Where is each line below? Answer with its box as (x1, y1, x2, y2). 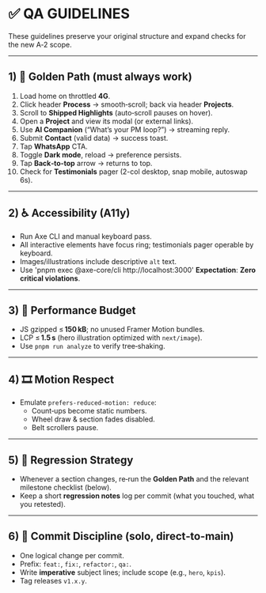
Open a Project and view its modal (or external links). (19, 116, 194, 126)
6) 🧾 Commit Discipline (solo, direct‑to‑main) (8, 530, 234, 543)
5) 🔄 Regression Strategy (8, 453, 134, 466)
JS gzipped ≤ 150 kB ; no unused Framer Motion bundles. (19, 325, 205, 334)
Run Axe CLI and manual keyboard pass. (19, 231, 152, 241)
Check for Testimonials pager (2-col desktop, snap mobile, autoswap (19, 167, 248, 176)
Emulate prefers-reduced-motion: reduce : (19, 398, 157, 407)
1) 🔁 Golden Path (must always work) (8, 70, 192, 84)
